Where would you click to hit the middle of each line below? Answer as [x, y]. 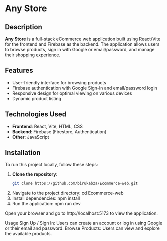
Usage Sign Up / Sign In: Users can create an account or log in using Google [84, 223]
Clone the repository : [35, 174]
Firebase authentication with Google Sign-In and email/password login [84, 88]
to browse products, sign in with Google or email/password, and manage [80, 50]
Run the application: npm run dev [46, 204]
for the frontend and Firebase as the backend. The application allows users [82, 44]
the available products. [29, 234]
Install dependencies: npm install [46, 198]
